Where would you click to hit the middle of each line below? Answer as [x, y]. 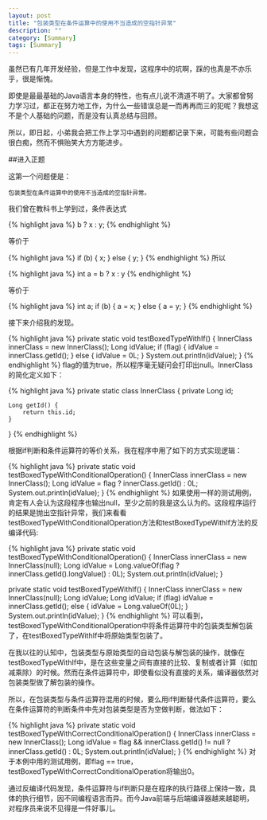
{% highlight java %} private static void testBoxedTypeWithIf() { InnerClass [130, 338]
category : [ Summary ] [43, 38]
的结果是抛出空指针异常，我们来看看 [68, 513]
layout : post [30, 16]
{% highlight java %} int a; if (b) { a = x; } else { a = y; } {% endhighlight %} [130, 307]
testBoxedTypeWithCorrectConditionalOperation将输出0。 [103, 771]
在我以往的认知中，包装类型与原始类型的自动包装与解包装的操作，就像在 [126, 653]
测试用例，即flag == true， [93, 762]
